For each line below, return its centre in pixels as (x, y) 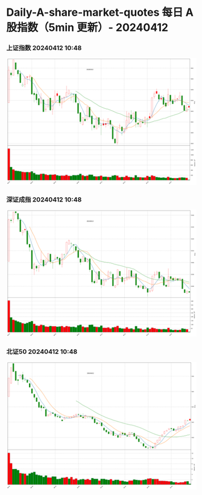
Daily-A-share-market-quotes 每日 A (100, 12)
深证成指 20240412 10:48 (44, 200)
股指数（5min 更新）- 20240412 (87, 28)
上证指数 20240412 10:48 (44, 48)
